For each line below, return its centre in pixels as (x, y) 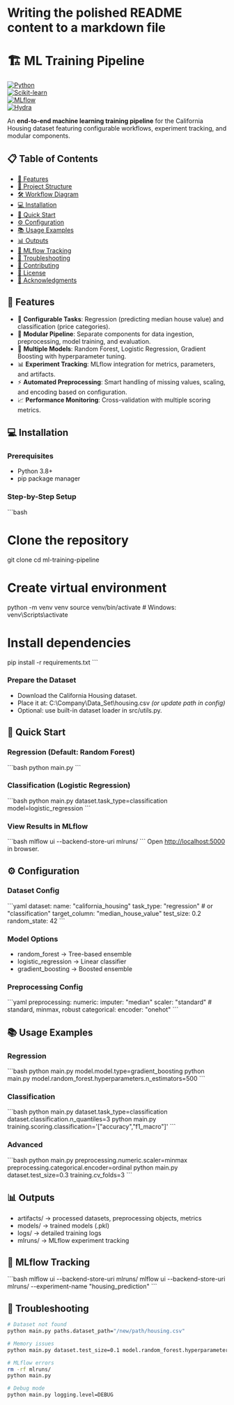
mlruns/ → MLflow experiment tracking (73, 1240)
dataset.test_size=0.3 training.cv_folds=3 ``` (70, 1174)
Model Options (33, 939)
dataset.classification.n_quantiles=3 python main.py (82, 1119)
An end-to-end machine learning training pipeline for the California (105, 121)
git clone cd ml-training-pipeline (53, 560)
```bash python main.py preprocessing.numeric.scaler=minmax (97, 1160)
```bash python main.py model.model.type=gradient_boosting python (106, 1071)
